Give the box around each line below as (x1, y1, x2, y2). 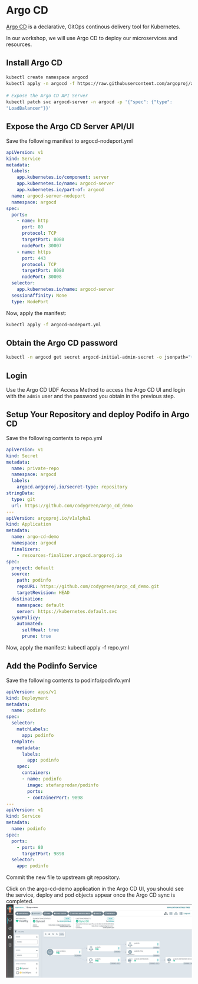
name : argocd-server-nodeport (11, 193, 85, 199)
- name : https (16, 249, 51, 255)
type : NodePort (11, 299, 49, 304)
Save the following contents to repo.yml (6, 434, 103, 441)
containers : (21, 770, 51, 776)
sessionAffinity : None (11, 293, 67, 299)
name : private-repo (11, 465, 60, 471)
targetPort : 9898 (21, 851, 65, 857)
